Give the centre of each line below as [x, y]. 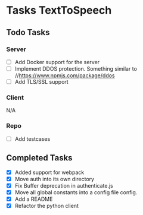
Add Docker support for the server [57, 62]
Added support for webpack [49, 172]
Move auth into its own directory [54, 179]
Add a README [34, 199]
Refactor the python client [47, 205]
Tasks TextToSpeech [59, 10]
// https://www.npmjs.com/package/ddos [65, 75]
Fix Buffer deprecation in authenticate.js [64, 185]
